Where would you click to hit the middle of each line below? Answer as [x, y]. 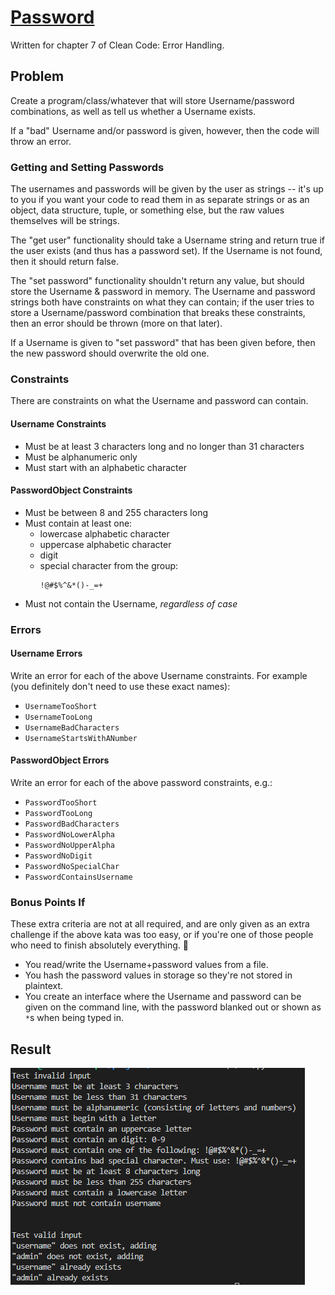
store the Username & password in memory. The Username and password [163, 292]
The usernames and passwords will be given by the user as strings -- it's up [167, 189]
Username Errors [46, 653]
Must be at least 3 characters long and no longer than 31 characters [164, 446]
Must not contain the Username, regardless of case [131, 603]
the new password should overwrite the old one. [110, 353]
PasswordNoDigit [58, 856]
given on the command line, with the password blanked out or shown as [173, 1007]
